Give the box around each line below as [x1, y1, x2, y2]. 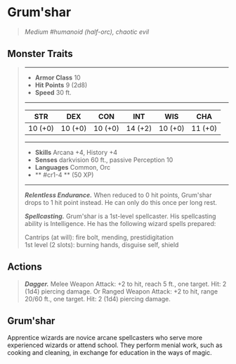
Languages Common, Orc [34, 163, 111, 171]
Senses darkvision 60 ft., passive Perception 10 [34, 156, 173, 164]
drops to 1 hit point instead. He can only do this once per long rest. [24, 198, 218, 206]
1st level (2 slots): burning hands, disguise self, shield [24, 240, 179, 249]
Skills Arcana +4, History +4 [34, 148, 118, 156]
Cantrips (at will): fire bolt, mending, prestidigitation [24, 233, 174, 241]
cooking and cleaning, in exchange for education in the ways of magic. [7, 349, 212, 357]
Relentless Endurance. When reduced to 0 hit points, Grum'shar [24, 191, 212, 199]
